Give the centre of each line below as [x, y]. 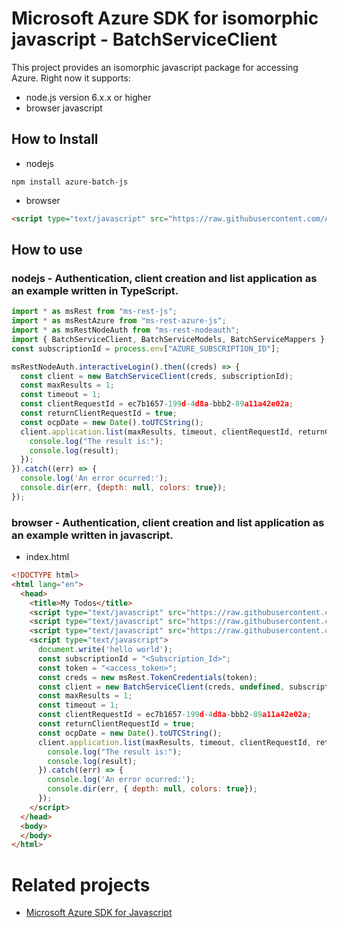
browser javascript [64, 108]
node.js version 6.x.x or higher [88, 97]
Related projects [81, 884]
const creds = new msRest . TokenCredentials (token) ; [147, 677]
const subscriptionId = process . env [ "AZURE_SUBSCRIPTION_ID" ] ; [146, 348]
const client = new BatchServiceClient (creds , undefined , [161, 687]
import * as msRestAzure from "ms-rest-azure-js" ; [119, 321]
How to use [47, 250]
